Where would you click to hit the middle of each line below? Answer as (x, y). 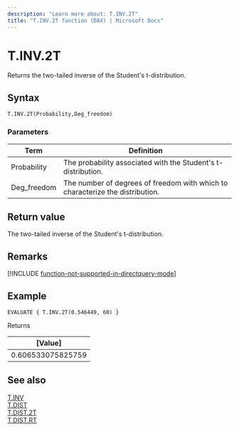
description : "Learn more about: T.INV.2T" (73, 14)
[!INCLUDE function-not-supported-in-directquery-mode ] (92, 274)
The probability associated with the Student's (139, 162)
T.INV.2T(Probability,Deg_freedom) (60, 115)
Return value (36, 217)
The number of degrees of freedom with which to (145, 183)
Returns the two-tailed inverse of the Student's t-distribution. (97, 75)
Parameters (28, 132)
